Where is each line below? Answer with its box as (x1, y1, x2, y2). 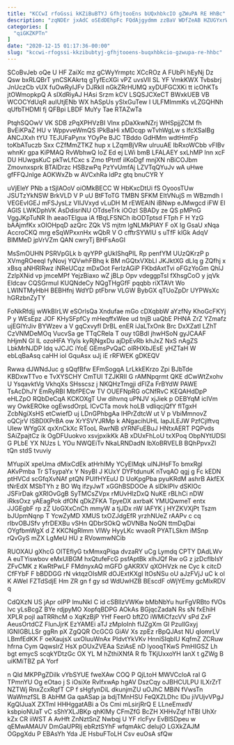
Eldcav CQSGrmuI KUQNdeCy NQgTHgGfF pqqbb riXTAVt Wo (7, 279, 185, 287)
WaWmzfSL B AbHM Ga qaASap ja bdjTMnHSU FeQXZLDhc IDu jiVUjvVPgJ (7, 692, 224, 700)
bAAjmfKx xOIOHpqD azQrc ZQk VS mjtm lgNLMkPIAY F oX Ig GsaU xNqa (7, 221, 219, 229)
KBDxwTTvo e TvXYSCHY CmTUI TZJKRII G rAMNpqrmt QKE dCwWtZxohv (7, 372, 224, 380)
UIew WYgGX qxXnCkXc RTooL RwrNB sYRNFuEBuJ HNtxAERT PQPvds (7, 424, 214, 432)
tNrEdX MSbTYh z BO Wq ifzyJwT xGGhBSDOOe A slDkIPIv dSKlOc (7, 482, 202, 490)
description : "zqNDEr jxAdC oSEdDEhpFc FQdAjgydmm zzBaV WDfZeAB (7, 17, 201, 24)
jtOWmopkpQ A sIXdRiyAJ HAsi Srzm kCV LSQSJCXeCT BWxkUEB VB (7, 90, 210, 98)
